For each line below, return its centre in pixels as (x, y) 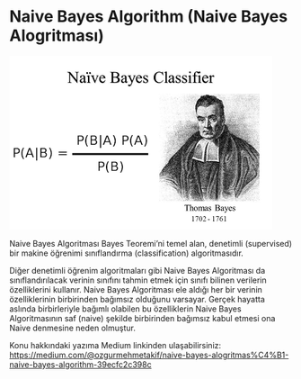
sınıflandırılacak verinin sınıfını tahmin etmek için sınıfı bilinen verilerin (138, 280)
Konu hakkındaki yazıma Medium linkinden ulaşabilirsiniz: (115, 345)
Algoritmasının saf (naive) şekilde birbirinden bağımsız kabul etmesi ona (142, 318)
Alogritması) (57, 36)
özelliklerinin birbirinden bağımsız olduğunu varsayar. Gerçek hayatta (137, 299)
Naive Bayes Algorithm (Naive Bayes (149, 17)
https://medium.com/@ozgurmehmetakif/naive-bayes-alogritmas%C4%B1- (149, 355)
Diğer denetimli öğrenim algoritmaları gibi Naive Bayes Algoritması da (137, 270)
